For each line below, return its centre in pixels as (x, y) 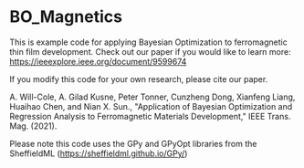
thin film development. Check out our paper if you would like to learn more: (150, 51)
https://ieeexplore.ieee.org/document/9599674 (98, 61)
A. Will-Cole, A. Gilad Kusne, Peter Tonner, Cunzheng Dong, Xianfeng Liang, (152, 97)
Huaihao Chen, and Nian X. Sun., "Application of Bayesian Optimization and (151, 106)
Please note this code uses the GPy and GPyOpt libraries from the (133, 143)
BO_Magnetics (66, 17)
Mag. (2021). (33, 126)
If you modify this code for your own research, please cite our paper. (139, 79)
